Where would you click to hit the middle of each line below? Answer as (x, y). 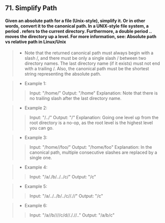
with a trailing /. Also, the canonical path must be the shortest (87, 68)
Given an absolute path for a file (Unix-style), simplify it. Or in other (75, 21)
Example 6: (36, 205)
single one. (41, 157)
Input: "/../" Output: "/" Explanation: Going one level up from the (94, 117)
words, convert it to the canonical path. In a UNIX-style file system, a (77, 26)
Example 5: (36, 186)
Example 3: (36, 137)
